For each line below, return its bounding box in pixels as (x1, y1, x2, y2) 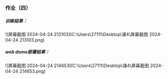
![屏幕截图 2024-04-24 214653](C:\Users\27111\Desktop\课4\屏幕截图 (5, 62, 149, 68)
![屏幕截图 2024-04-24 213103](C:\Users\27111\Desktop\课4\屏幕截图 (5, 31, 148, 37)
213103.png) (19, 36, 45, 43)
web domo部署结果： (5, 49, 50, 55)
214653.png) (19, 68, 46, 74)
